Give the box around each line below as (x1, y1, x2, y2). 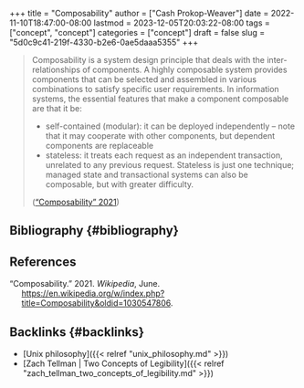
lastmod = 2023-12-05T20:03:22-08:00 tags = (93, 17, 271, 28)
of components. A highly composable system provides (81, 64, 288, 75)
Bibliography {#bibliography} (9, 223, 180, 238)
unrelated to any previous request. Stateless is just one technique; (45, 160, 295, 170)
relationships (31, 64, 80, 75)
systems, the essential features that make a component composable (31, 93, 289, 104)
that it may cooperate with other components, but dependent (45, 131, 276, 141)
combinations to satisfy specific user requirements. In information (31, 84, 280, 94)
